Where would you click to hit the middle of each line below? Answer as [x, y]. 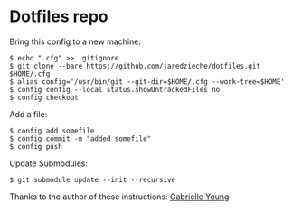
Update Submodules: [49, 163]
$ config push [36, 146]
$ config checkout [44, 97]
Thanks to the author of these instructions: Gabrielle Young [119, 197]
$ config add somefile [52, 131]
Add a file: [28, 114]
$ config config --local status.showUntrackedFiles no [115, 89]
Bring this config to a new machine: [75, 41]
